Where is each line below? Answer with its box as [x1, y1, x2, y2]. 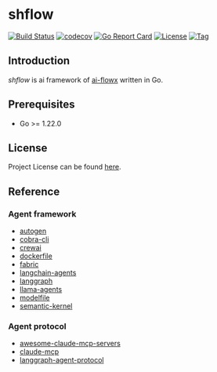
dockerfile [19, 251, 52, 261]
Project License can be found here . [8, 162, 121, 172]
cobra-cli [19, 235, 49, 244]
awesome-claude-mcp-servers [19, 339, 121, 348]
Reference [8, 184, 60, 198]
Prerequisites [8, 98, 75, 111]
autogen [19, 226, 47, 236]
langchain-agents [19, 268, 77, 278]
